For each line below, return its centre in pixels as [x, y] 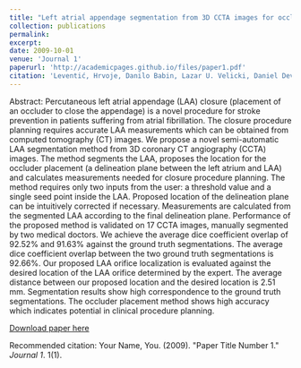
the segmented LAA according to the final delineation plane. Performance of [150, 215]
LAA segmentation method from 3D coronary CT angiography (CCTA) [138, 149]
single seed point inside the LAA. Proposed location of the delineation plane [149, 196]
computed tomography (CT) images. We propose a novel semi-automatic [144, 139]
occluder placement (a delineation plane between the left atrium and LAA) [146, 167]
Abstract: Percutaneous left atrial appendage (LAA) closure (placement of [145, 101]
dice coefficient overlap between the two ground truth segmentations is [142, 253]
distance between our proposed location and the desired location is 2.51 [142, 282]
